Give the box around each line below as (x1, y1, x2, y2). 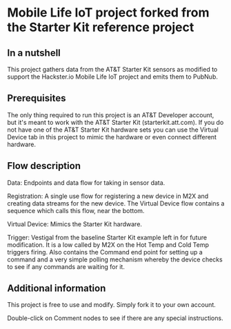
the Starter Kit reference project (7, 19, 194, 35)
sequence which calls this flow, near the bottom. (7, 206, 145, 215)
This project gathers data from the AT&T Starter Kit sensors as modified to (7, 66, 218, 73)
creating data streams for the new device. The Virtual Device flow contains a (7, 199, 225, 208)
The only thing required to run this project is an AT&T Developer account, (7, 110, 214, 119)
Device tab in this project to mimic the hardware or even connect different (7, 132, 217, 141)
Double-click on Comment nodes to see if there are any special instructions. (7, 314, 223, 322)
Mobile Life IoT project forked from (7, 5, 210, 21)
